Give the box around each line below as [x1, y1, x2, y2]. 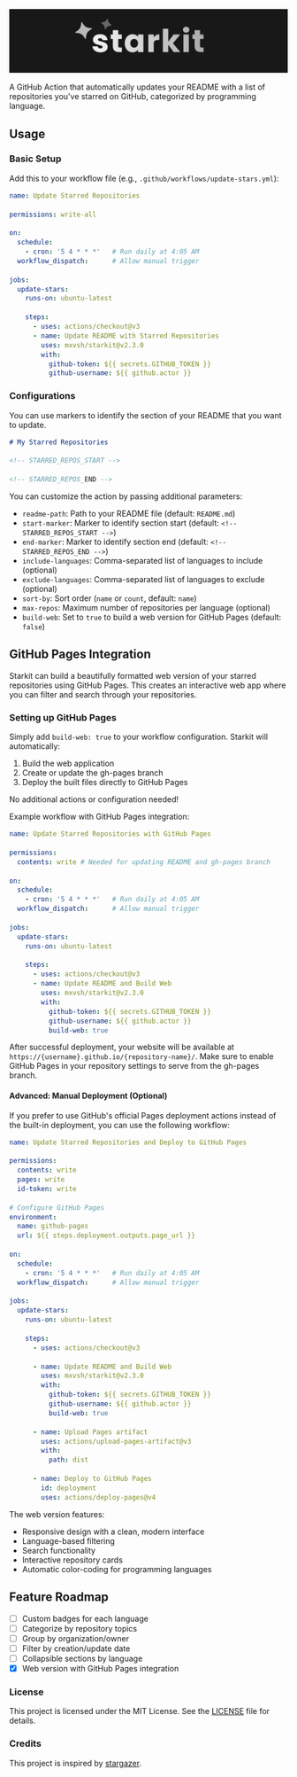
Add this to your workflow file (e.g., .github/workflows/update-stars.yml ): [9, 173, 279, 183]
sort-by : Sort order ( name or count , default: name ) [21, 593, 197, 604]
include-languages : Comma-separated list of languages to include [21, 556, 263, 566]
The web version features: [9, 1508, 105, 1519]
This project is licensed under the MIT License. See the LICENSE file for [9, 1706, 270, 1717]
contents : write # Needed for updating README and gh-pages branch [17, 857, 271, 867]
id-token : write [17, 1184, 77, 1193]
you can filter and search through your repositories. [9, 689, 197, 699]
